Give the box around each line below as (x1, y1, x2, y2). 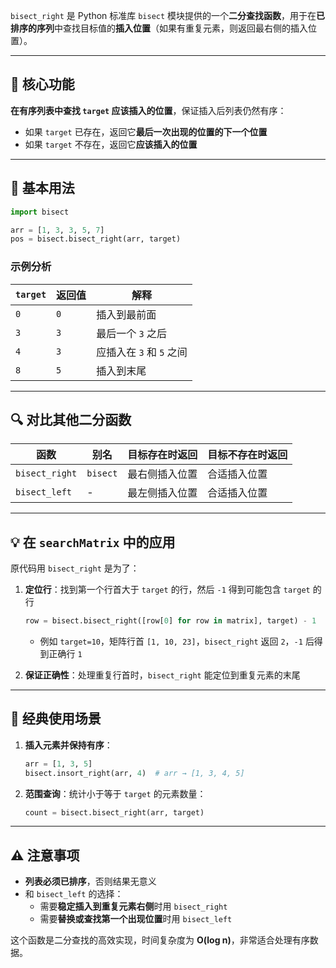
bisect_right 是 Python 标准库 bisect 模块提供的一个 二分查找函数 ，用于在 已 (10, 10, 326, 21)
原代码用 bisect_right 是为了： (10, 562, 140, 574)
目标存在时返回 (127, 448, 198, 462)
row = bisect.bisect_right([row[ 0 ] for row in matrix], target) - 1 (24, 616, 317, 626)
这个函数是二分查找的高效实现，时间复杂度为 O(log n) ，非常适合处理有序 (10, 934, 310, 946)
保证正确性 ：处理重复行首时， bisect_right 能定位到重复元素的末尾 (24, 669, 301, 681)
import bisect (10, 207, 70, 217)
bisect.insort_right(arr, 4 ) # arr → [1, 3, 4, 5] (24, 768, 245, 778)
